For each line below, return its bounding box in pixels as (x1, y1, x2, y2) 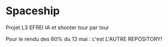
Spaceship (5, 4, 61, 18)
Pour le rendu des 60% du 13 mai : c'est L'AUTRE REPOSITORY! (5, 35, 163, 42)
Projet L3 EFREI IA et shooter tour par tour (5, 24, 109, 31)
